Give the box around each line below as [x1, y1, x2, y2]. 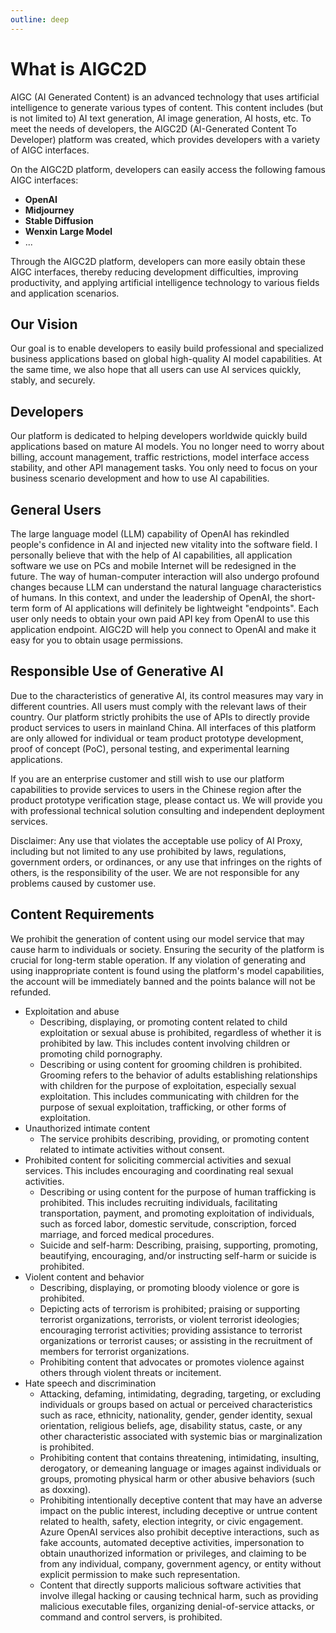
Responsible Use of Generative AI [10, 663, 224, 680]
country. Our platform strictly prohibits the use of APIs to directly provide [10, 711, 310, 723]
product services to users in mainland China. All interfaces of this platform [10, 721, 317, 733]
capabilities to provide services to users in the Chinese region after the [10, 783, 302, 795]
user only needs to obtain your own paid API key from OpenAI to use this [10, 613, 310, 625]
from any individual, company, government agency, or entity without [39, 1557, 322, 1570]
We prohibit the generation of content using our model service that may [10, 932, 305, 945]
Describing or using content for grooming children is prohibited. [39, 1058, 303, 1070]
